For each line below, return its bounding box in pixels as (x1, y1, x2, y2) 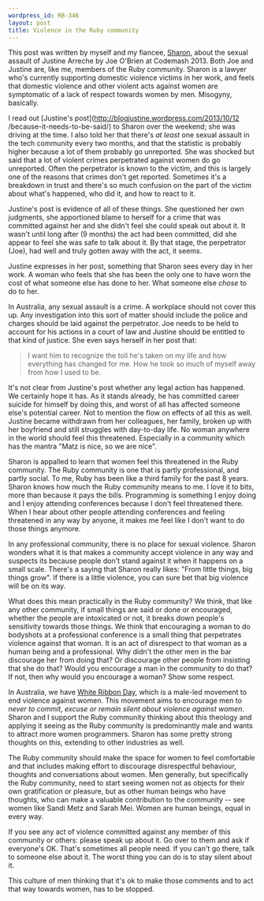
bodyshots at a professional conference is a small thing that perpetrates (8, 630, 242, 640)
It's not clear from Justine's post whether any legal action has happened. (8, 383, 246, 392)
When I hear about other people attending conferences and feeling (8, 507, 225, 517)
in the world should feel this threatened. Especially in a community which (8, 434, 246, 443)
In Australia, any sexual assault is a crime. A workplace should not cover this (8, 302, 256, 312)
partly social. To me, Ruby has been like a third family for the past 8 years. (8, 474, 249, 483)
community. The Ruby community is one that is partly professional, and (8, 465, 240, 475)
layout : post (8, 19, 51, 27)
